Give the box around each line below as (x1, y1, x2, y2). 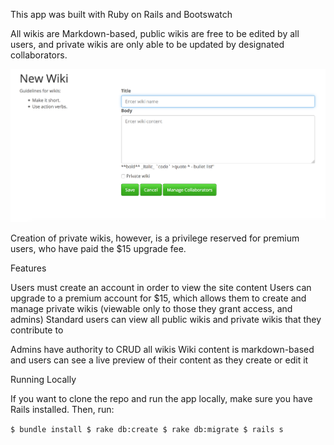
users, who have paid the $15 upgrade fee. (10, 242, 187, 254)
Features (10, 262, 47, 274)
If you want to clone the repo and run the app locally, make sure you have (10, 392, 313, 404)
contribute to (10, 324, 64, 336)
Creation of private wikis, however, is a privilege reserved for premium (10, 232, 300, 244)
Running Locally (10, 373, 77, 385)
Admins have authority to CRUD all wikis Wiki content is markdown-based (10, 343, 315, 355)
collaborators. (10, 49, 68, 61)
